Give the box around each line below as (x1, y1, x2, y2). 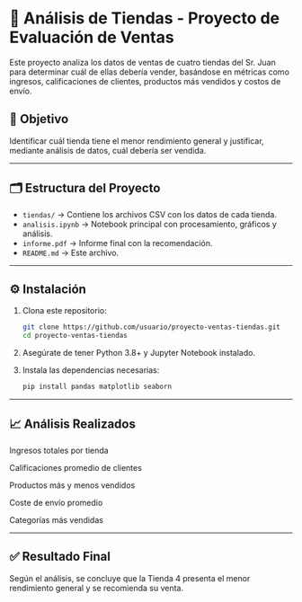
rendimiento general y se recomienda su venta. (9, 582, 184, 593)
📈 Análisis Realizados (9, 417, 137, 432)
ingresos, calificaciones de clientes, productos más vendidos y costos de (9, 75, 281, 86)
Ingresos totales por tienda (9, 445, 110, 456)
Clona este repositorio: (22, 305, 107, 316)
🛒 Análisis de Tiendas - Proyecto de (9, 8, 280, 29)
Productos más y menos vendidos (9, 480, 136, 491)
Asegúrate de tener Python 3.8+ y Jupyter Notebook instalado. (22, 348, 256, 359)
